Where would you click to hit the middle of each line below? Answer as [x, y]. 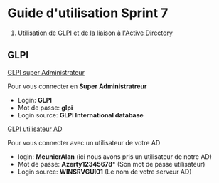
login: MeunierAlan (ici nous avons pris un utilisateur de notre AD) [114, 156]
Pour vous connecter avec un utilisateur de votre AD [84, 142]
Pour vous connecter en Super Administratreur [77, 86]
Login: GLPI [34, 100]
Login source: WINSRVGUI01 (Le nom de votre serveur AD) [105, 172]
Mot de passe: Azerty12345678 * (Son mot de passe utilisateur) [111, 164]
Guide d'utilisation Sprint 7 [88, 13]
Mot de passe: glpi [45, 108]
